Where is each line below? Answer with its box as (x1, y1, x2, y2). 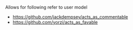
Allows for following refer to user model (5, 4, 87, 10)
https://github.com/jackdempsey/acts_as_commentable (12, 14, 128, 19)
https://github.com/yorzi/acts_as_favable (12, 19, 98, 25)
